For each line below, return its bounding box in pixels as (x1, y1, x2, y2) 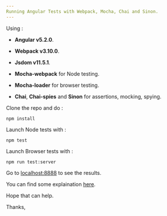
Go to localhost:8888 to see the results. (6, 169, 101, 176)
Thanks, (6, 203, 26, 210)
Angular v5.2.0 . (14, 36, 54, 43)
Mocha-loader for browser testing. (14, 82, 100, 89)
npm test (6, 137, 28, 143)
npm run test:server (6, 159, 57, 165)
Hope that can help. (6, 192, 54, 199)
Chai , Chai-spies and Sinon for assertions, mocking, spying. (14, 93, 162, 100)
